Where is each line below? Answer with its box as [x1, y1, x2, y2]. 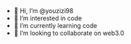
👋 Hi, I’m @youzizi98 [13, 7, 74, 15]
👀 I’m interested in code [13, 14, 82, 22]
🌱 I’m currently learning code [13, 22, 98, 29]
